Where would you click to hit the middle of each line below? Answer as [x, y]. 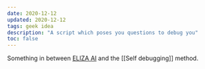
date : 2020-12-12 [32, 13]
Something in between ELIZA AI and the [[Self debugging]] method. [103, 58]
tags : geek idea [30, 26]
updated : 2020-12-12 [37, 20]
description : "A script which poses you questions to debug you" [102, 32]
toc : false [23, 39]
